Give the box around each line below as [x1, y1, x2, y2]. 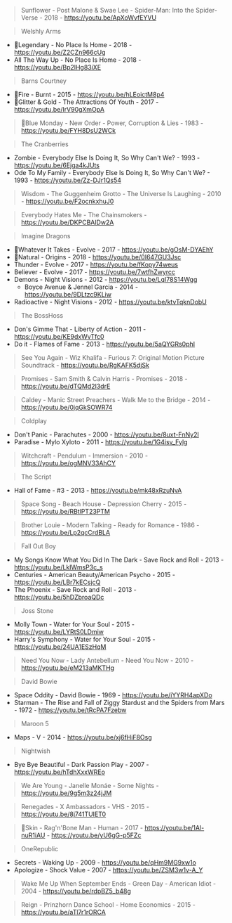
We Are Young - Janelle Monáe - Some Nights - [20, 782, 159, 789]
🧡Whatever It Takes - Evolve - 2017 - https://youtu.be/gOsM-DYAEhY [13, 245, 214, 254]
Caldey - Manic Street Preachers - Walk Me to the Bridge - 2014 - [20, 396, 211, 404]
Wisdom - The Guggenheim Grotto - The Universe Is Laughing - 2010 [20, 190, 221, 198]
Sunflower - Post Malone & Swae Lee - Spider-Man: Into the [20, 6, 195, 14]
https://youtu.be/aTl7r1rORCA [20, 908, 107, 916]
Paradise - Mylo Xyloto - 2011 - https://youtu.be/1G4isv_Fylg [13, 438, 188, 446]
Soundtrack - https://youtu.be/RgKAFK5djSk [20, 361, 149, 369]
